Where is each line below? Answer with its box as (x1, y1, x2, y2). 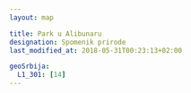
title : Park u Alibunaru (9, 29, 102, 38)
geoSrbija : (9, 62, 50, 72)
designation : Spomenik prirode (9, 38, 126, 46)
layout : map (9, 13, 54, 22)
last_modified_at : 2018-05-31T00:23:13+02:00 (9, 46, 182, 55)
